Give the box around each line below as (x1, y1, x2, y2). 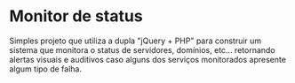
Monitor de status (9, 6, 144, 26)
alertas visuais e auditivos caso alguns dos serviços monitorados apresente (9, 54, 287, 64)
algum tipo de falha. (9, 64, 83, 74)
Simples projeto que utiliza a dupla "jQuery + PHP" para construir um (9, 35, 262, 46)
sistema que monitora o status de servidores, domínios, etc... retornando (9, 44, 275, 55)
